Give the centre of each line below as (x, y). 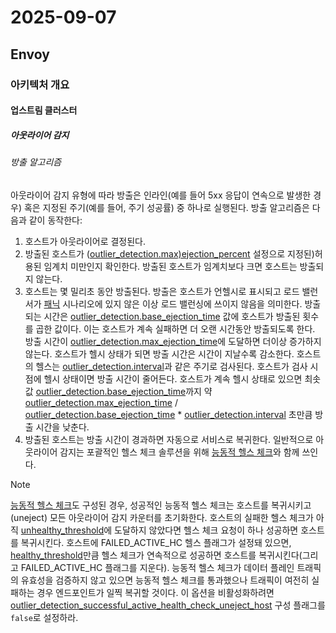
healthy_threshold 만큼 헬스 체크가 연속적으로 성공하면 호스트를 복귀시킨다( (156, 555)
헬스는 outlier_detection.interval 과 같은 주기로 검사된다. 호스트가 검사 (171, 366)
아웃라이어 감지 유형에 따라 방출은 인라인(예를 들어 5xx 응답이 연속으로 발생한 (161, 195)
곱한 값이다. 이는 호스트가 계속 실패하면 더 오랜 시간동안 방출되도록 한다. (175, 328)
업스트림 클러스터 (44, 110)
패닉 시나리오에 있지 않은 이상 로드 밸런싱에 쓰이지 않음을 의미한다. (173, 303)
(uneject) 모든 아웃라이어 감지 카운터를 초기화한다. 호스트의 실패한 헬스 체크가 (162, 517)
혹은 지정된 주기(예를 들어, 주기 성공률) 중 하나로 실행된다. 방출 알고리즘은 (166, 207)
